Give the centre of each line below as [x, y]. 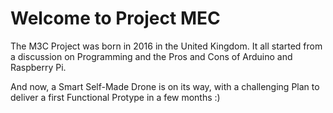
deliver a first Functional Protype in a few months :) [115, 97]
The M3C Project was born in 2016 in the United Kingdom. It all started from [166, 46]
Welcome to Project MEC [115, 18]
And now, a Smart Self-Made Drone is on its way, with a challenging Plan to [165, 86]
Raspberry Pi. [38, 67]
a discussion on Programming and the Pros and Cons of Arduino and [151, 56]
